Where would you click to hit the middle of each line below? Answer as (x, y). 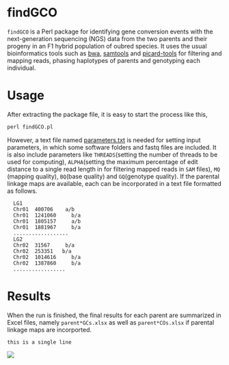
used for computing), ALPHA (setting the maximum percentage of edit (103, 161)
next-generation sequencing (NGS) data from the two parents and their (107, 38)
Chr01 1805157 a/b (47, 221)
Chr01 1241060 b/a (47, 215)
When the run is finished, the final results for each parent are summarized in (114, 315)
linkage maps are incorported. (50, 329)
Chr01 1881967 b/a (47, 227)
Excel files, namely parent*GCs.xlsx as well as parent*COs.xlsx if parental (111, 322)
